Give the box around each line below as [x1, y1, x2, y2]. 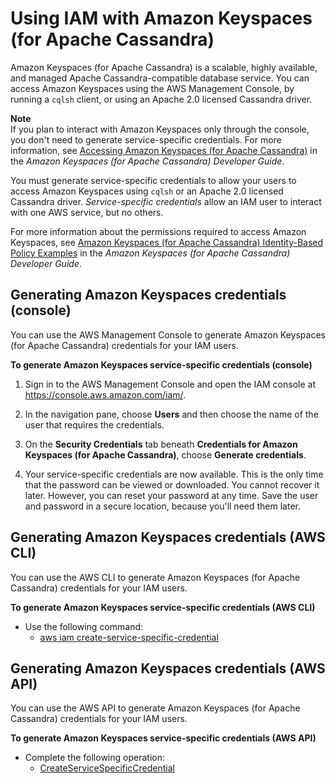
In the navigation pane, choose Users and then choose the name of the [24, 408, 319, 420]
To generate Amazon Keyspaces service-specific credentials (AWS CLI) [10, 601, 316, 613]
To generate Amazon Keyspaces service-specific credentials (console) [10, 358, 313, 371]
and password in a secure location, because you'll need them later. [24, 500, 301, 512]
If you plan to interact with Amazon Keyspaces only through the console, [10, 123, 310, 135]
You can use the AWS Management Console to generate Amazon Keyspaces [10, 328, 326, 341]
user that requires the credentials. [24, 418, 165, 431]
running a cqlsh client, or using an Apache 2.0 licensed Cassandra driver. [10, 93, 313, 105]
